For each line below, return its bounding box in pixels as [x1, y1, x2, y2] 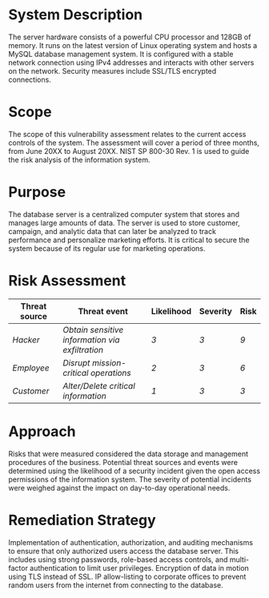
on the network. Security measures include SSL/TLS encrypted [8, 66, 217, 75]
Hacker [12, 334, 40, 345]
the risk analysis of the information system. [8, 155, 151, 164]
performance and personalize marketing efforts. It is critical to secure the [8, 235, 250, 244]
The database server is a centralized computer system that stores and [8, 209, 240, 219]
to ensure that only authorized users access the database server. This [8, 546, 239, 556]
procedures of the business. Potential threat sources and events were [8, 457, 239, 467]
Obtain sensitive [62, 324, 124, 335]
